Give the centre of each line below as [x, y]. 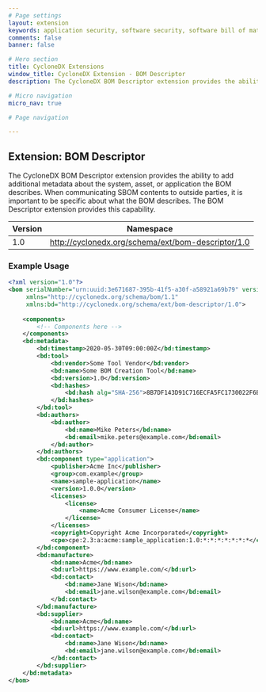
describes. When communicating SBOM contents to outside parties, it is [125, 193]
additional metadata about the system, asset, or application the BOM [120, 184]
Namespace [150, 229]
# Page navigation [38, 117]
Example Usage [39, 266]
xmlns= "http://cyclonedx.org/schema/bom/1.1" [102, 297]
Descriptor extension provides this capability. [82, 209]
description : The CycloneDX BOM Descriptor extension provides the [122, 81]
